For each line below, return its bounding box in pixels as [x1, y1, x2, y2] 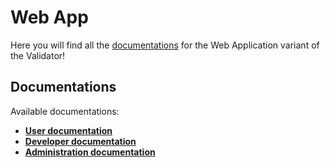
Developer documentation [24, 135, 137, 147]
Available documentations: [10, 105, 120, 117]
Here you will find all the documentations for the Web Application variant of [10, 39, 320, 51]
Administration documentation [24, 146, 156, 158]
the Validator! [10, 49, 66, 61]
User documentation [24, 124, 113, 136]
